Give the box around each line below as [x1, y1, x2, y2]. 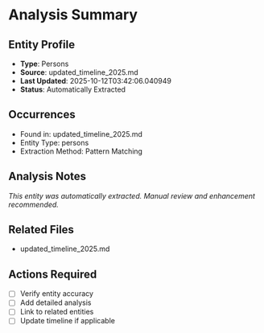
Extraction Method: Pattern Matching [19, 146, 143, 156]
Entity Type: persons [19, 138, 89, 147]
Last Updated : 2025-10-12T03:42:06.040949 [19, 76, 171, 85]
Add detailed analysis [19, 298, 92, 307]
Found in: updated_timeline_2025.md [19, 129, 143, 138]
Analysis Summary [8, 6, 138, 24]
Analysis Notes [8, 170, 87, 183]
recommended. [8, 199, 59, 209]
